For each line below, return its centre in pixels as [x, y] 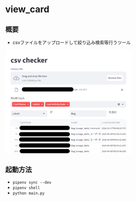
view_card [27, 9]
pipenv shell [26, 188]
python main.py [29, 193]
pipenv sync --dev [32, 183]
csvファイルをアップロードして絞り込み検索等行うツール [72, 42]
